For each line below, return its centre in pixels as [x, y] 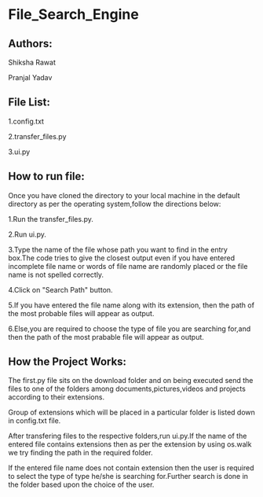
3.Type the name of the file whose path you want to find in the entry [118, 249]
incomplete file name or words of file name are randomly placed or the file [128, 266]
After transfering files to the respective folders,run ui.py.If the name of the [128, 436]
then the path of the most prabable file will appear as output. [106, 337]
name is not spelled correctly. [56, 274]
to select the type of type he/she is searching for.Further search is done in [128, 477]
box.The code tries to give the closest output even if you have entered [122, 258]
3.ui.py [19, 152]
